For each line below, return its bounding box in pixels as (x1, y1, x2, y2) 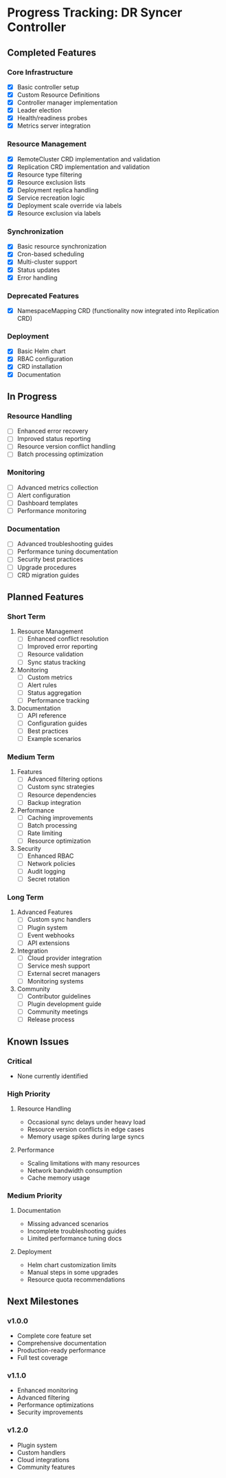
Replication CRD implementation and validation (16, 163, 150, 171)
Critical (7, 1056, 32, 1066)
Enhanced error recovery (16, 427, 89, 435)
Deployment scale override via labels (16, 201, 122, 209)
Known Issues (7, 1036, 69, 1047)
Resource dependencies (27, 791, 97, 799)
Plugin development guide (27, 1000, 102, 1008)
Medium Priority (7, 1191, 63, 1201)
